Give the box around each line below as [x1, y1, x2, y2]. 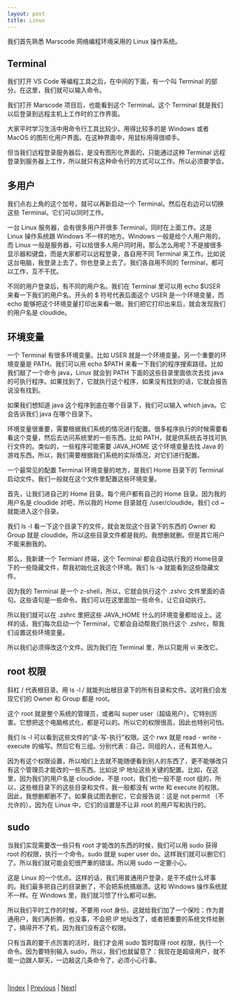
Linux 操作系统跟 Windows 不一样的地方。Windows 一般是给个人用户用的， [7, 232, 225, 241]
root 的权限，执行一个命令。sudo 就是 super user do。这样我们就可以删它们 [7, 849, 226, 858]
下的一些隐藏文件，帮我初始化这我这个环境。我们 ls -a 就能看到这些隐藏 [7, 563, 213, 571]
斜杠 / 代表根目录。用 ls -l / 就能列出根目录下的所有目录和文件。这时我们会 [7, 685, 222, 694]
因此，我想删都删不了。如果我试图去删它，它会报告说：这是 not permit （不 [7, 791, 225, 800]
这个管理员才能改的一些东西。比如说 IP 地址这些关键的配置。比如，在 [13, 765, 213, 774]
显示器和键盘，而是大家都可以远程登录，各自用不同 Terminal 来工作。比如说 [7, 250, 226, 258]
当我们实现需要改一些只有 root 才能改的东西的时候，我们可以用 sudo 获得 [7, 840, 218, 849]
